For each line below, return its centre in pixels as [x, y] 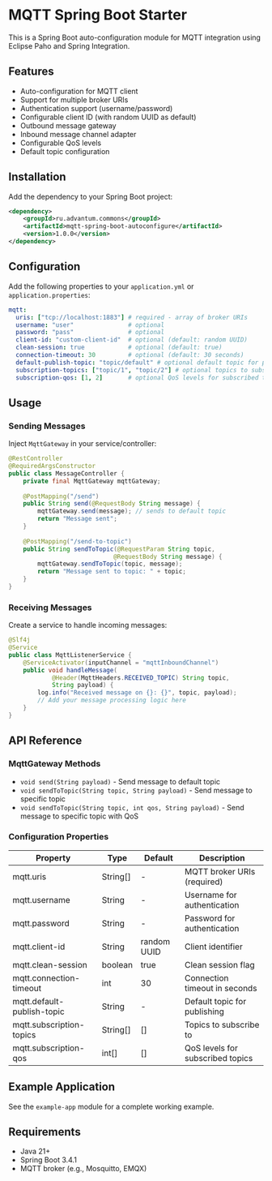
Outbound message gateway [68, 125]
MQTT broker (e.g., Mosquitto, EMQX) [83, 1169]
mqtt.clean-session [50, 964]
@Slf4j [19, 640]
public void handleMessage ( [70, 670]
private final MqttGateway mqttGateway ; [92, 481]
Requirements [45, 1132]
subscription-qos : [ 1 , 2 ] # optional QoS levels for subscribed [137, 378]
